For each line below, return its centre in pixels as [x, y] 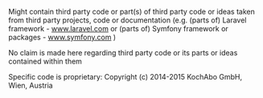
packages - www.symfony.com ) [62, 37]
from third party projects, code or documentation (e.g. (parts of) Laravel [127, 20]
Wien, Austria [31, 85]
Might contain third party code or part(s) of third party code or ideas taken [132, 12]
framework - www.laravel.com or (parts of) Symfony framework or [119, 29]
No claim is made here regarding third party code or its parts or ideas [123, 53]
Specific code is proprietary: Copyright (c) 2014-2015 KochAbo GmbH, [125, 77]
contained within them [45, 61]
